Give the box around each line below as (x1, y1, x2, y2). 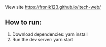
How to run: (5, 18, 42, 26)
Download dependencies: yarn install (12, 31, 88, 37)
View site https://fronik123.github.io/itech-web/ (5, 4, 101, 10)
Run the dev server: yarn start (12, 36, 73, 42)
